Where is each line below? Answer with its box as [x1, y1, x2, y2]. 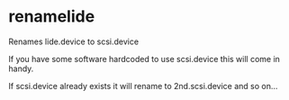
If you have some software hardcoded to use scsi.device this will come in [8, 53, 281, 64]
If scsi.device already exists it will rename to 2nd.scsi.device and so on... [8, 80, 278, 91]
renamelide [8, 6, 95, 27]
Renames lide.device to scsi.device [8, 36, 140, 47]
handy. [8, 63, 34, 74]
